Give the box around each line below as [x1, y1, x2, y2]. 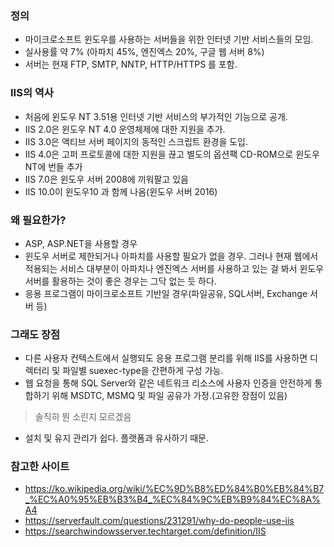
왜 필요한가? [10, 213, 67, 227]
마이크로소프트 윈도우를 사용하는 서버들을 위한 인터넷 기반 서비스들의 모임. [24, 33, 314, 46]
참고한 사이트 [10, 460, 70, 474]
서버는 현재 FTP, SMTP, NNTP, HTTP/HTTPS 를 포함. [24, 58, 238, 71]
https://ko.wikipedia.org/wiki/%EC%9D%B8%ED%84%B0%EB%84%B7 [24, 483, 325, 495]
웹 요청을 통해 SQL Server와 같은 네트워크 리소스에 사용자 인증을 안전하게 [24, 377, 313, 389]
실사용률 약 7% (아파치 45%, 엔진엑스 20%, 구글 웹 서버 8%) [24, 46, 265, 58]
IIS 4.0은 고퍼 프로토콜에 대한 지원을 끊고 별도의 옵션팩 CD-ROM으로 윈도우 [24, 148, 320, 160]
